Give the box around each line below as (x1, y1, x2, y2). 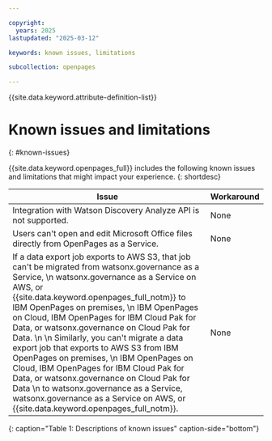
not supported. (12, 215, 69, 227)
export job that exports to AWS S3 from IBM (12, 342, 180, 354)
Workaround (210, 191, 260, 202)
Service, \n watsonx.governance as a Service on (12, 272, 197, 283)
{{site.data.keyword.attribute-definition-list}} (8, 92, 158, 102)
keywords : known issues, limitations (8, 49, 136, 57)
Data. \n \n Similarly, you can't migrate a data (12, 333, 184, 344)
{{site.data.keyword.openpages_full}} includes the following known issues (8, 163, 256, 173)
